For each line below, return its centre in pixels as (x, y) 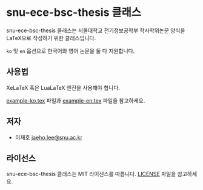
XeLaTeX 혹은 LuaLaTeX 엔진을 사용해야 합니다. (63, 87)
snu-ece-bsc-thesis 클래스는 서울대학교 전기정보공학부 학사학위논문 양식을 (96, 30)
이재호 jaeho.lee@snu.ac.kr (49, 137)
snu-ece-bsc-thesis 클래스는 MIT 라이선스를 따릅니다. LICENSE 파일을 (91, 174)
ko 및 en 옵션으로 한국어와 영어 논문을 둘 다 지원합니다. (71, 51)
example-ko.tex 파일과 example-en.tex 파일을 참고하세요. (76, 100)
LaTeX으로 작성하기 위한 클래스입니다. (51, 38)
